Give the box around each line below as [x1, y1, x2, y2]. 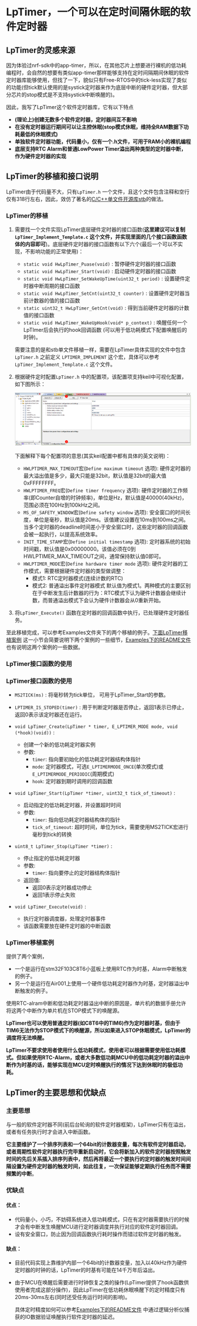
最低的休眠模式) [19, 131, 59, 138]
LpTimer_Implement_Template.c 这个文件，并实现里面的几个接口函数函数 [14, 233, 188, 240]
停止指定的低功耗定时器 [23, 854, 80, 862]
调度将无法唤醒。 [6, 1034, 47, 1041]
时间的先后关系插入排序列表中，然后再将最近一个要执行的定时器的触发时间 [6, 1155, 186, 1162]
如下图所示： [14, 380, 46, 387]
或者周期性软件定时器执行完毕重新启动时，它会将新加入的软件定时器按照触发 [6, 1148, 191, 1155]
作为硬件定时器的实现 [14, 153, 66, 159]
